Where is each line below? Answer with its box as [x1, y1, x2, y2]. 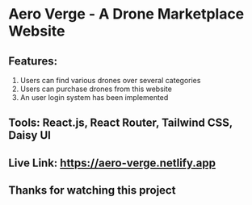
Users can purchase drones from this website [19, 84, 172, 94]
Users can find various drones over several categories [19, 76, 201, 85]
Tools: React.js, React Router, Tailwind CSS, [8, 116, 233, 130]
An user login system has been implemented [19, 93, 169, 102]
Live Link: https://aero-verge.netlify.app [8, 156, 216, 169]
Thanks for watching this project [8, 183, 176, 198]
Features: [8, 54, 58, 68]
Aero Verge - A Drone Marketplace [8, 5, 245, 23]
